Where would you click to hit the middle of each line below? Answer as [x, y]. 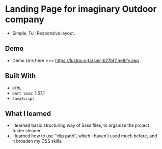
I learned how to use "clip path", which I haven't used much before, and [84, 136]
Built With [20, 76]
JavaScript [23, 99]
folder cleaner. [27, 131]
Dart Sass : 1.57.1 [28, 93]
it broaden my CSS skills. [37, 141]
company [25, 19]
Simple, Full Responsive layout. [43, 33]
